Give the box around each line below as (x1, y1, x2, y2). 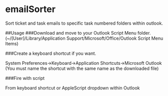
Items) (5, 40, 19, 46)
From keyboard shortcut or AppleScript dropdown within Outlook (5, 84, 140, 91)
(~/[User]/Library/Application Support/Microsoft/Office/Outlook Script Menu (5, 35, 163, 41)
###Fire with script (5, 75, 45, 81)
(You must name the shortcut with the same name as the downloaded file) (5, 65, 159, 71)
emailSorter (5, 4, 56, 15)
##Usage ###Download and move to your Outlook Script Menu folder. (5, 30, 151, 36)
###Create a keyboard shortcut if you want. (5, 50, 96, 56)
